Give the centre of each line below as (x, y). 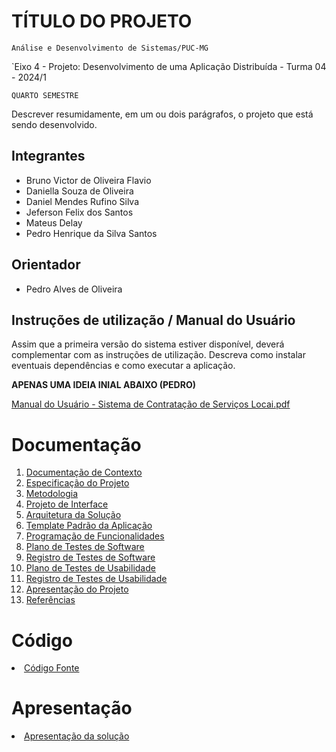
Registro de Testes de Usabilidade (96, 579)
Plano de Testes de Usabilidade (90, 568)
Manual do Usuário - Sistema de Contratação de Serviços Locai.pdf (151, 404)
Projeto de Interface (67, 504)
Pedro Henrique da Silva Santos (91, 233)
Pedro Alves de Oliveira (74, 289)
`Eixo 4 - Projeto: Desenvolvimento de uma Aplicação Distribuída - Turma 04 (169, 66)
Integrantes (48, 156)
